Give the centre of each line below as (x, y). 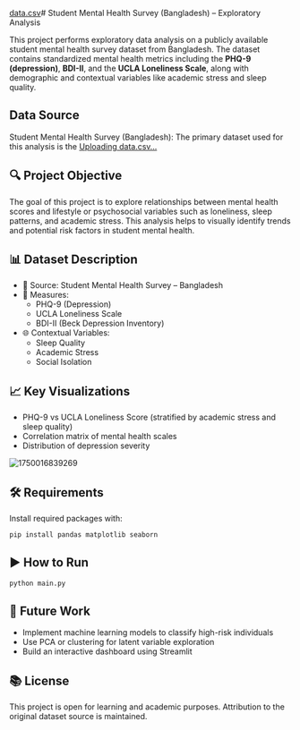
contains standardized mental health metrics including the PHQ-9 (130, 59)
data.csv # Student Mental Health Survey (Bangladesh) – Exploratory (135, 13)
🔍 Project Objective (66, 176)
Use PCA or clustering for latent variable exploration (118, 642)
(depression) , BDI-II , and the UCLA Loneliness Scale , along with (129, 68)
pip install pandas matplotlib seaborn (84, 535)
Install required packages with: (66, 519)
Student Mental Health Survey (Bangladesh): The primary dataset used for (146, 137)
